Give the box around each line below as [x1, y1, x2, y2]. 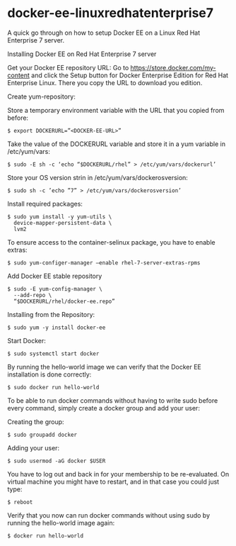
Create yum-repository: [7, 92, 76, 101]
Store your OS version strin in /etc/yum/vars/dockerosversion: [7, 173, 189, 182]
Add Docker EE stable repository [7, 272, 102, 280]
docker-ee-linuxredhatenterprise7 [7, 5, 214, 21]
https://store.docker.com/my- [130, 63, 216, 72]
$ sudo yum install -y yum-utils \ [7, 213, 112, 221]
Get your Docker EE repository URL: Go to [7, 63, 129, 72]
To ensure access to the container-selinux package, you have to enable [7, 238, 216, 246]
